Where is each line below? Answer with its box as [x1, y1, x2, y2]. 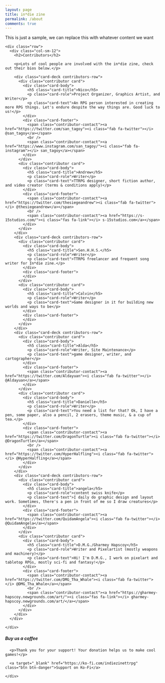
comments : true [5, 21, 37, 26]
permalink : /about [5, 16, 43, 21]
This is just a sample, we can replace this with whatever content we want [5, 35, 154, 41]
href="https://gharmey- [109, 590, 158, 595]
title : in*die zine [5, 12, 45, 17]
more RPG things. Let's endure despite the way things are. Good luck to [5, 105, 161, 110]
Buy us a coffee [5, 635, 38, 641]
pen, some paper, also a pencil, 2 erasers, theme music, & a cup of [5, 413, 152, 418]
